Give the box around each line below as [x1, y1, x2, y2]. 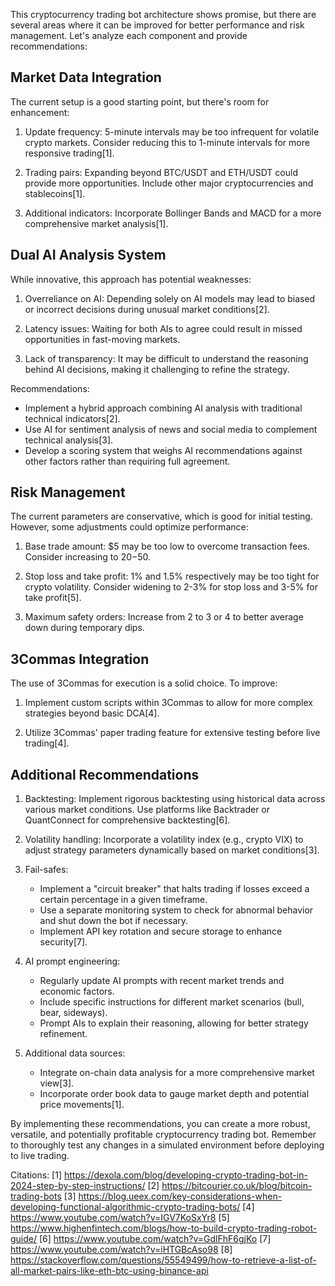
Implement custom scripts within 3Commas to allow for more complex [24, 697, 313, 709]
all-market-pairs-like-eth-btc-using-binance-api [10, 1265, 209, 1277]
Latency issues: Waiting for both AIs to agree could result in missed [24, 322, 303, 334]
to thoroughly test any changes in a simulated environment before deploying [10, 1139, 325, 1151]
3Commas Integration [10, 650, 150, 668]
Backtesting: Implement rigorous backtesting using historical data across [24, 793, 326, 805]
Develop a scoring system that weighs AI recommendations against [24, 444, 303, 456]
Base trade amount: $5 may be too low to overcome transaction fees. [24, 540, 310, 553]
